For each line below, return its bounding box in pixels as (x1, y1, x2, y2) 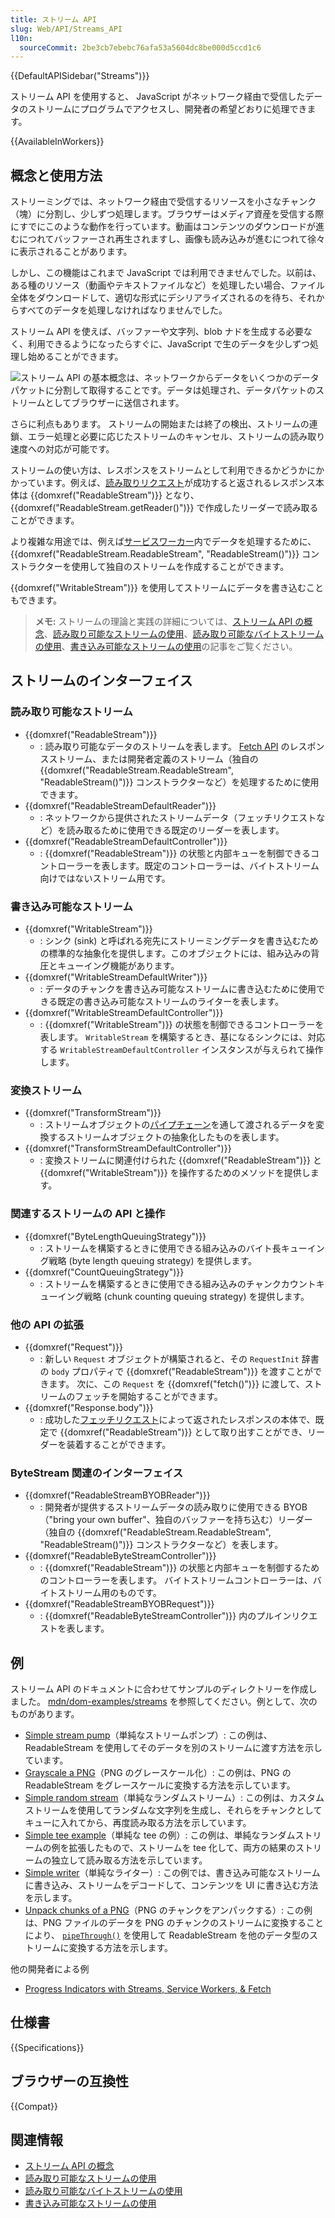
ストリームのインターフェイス (10, 672, 193, 690)
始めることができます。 (27, 351, 124, 363)
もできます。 (10, 594, 63, 606)
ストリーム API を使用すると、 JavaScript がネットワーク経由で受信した (10, 91, 306, 103)
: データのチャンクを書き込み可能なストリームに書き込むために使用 (39, 983, 317, 995)
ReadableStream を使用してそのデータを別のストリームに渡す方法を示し (24, 1742, 323, 1754)
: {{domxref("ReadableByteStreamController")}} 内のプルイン (39, 1610, 292, 1622)
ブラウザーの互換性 (10, 2073, 129, 2090)
